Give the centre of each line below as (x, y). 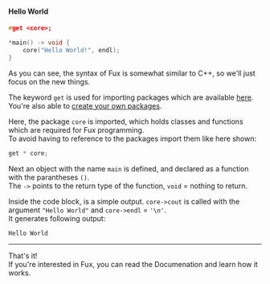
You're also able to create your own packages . (85, 105)
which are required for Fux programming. (76, 130)
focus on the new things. (49, 81)
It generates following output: (57, 218)
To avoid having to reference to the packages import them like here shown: (133, 138)
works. (20, 273)
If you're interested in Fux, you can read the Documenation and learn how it (133, 264)
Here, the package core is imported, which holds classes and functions (126, 121)
